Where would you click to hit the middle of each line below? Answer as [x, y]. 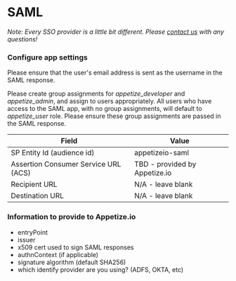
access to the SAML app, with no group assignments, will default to [105, 109]
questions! [22, 39]
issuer [26, 240]
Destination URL [38, 196]
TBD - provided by [165, 164]
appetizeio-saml [162, 153]
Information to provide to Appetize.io [72, 217]
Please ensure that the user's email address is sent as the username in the [115, 73]
